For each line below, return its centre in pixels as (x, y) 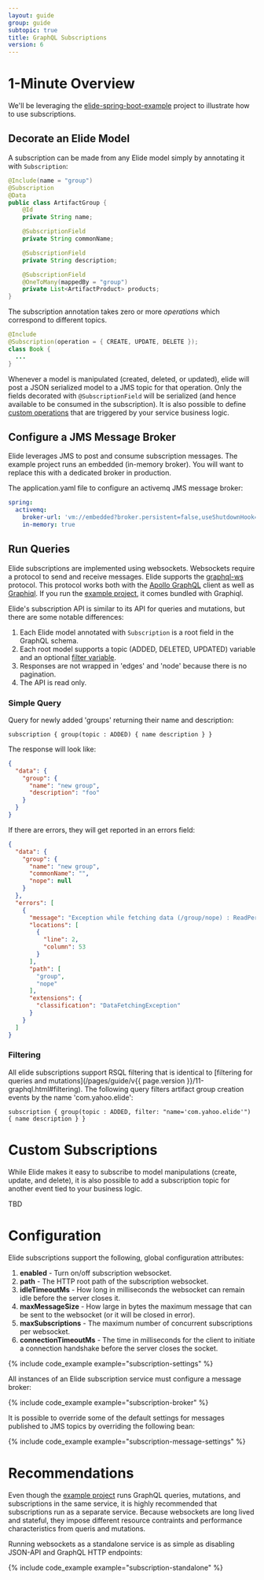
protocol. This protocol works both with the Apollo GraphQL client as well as (131, 585)
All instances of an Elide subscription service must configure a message (125, 1379)
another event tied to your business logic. (75, 1188)
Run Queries (39, 549)
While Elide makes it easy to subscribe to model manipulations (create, (123, 1172)
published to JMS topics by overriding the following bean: (101, 1426)
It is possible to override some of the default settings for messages (117, 1418)
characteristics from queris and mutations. (77, 1528)
